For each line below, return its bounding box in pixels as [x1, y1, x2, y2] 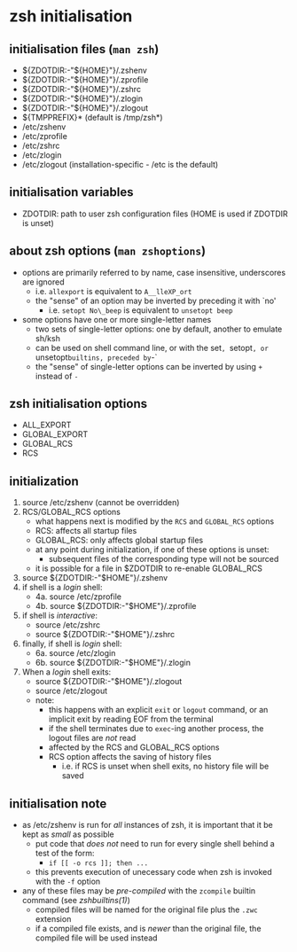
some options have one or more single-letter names [21, 314, 212, 324]
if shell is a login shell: [21, 582, 104, 593]
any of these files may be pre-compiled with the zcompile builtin [21, 886, 256, 896]
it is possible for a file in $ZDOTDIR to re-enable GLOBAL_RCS [35, 563, 263, 574]
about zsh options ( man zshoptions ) [9, 244, 207, 259]
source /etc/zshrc [35, 620, 100, 630]
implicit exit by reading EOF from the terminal [48, 714, 215, 724]
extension [35, 914, 72, 925]
